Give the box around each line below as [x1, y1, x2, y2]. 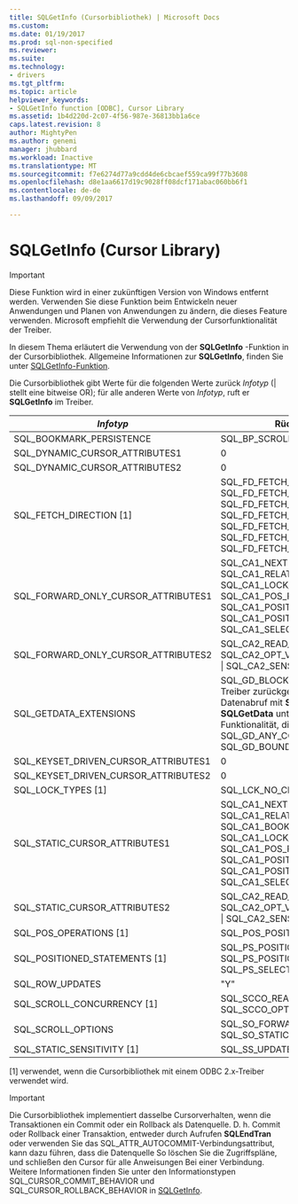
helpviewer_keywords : [9, 95, 90, 105]
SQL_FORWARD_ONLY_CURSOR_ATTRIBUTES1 [13, 590, 213, 602]
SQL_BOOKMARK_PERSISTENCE [13, 432, 152, 444]
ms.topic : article [9, 87, 77, 96]
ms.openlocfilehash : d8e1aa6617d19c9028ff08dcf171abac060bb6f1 [9, 178, 248, 187]
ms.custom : [9, 21, 50, 30]
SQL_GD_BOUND [220, 740, 292, 753]
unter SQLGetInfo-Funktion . [9, 360, 111, 371]
